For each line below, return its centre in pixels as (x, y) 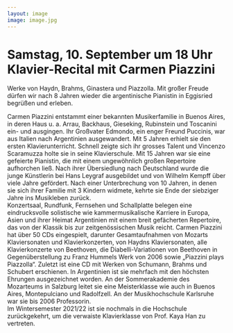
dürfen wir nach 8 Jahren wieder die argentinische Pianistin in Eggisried (110, 96)
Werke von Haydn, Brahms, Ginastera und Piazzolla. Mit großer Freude (108, 88)
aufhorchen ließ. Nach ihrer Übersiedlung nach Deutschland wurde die (108, 168)
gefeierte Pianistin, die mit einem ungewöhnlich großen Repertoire (102, 161)
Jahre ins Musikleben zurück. (49, 198)
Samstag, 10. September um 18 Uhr (110, 55)
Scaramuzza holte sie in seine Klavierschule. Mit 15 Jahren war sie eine (109, 154)
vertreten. (21, 323)
